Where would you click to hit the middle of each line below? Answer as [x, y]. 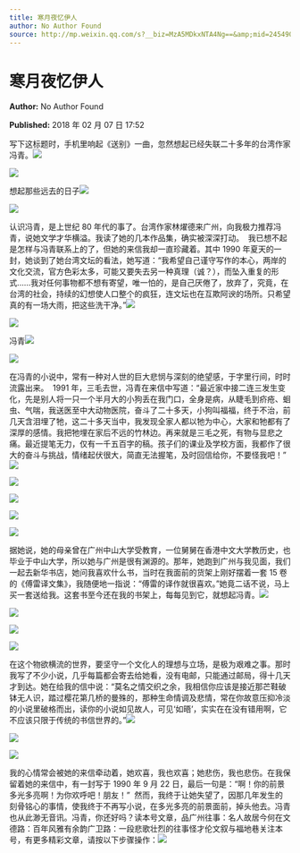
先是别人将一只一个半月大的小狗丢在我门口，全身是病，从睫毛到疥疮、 [154, 399]
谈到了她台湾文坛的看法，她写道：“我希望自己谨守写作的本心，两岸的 [160, 260]
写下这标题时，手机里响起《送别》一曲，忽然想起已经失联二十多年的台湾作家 [150, 144]
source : [24, 34]
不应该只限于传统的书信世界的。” [68, 721]
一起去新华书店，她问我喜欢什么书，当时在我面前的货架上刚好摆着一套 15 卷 [148, 573]
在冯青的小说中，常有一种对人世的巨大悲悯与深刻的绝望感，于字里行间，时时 [150, 377]
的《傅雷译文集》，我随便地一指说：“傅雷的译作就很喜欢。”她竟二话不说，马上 [150, 584]
